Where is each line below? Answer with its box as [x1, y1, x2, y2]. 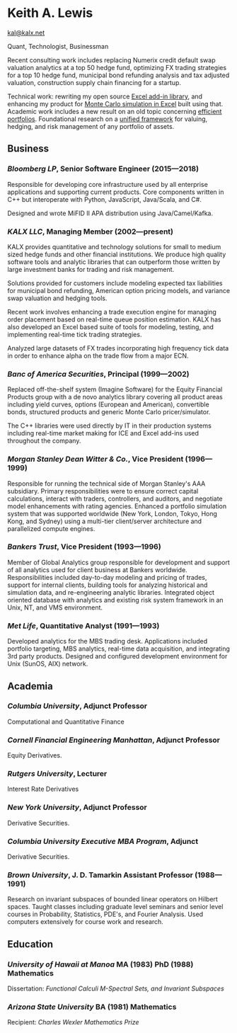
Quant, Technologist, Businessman [7, 42, 109, 50]
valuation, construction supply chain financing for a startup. [7, 78, 182, 86]
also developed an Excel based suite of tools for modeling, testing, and [7, 322, 214, 331]
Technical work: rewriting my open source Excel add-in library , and [7, 92, 203, 101]
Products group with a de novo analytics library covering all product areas [7, 393, 223, 401]
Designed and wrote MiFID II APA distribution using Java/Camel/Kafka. [7, 209, 214, 217]
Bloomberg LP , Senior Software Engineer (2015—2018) [7, 164, 200, 174]
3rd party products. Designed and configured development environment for [7, 652, 228, 661]
